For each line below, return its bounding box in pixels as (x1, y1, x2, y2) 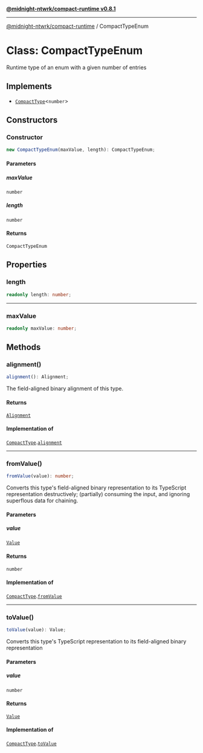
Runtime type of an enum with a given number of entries (6, 64, 147, 71)
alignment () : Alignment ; (6, 374, 69, 380)
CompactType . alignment (6, 439, 62, 446)
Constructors (6, 115, 58, 125)
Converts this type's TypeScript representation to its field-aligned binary (6, 638, 187, 645)
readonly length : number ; (6, 291, 71, 297)
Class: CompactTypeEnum (6, 44, 143, 58)
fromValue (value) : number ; (6, 473, 74, 479)
